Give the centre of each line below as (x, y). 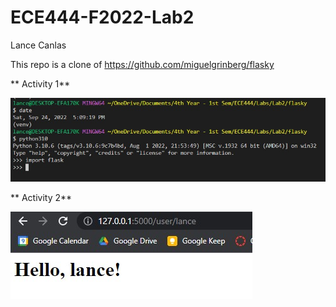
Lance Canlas (38, 45)
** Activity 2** (41, 197)
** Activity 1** (40, 83)
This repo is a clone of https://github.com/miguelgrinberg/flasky (142, 64)
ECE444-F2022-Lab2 (102, 17)
